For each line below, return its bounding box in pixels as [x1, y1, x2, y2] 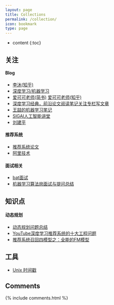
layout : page [5, 7, 32, 13]
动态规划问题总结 [12, 224, 48, 230]
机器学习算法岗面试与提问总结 [12, 181, 74, 187]
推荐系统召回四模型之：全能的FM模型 [12, 236, 89, 242]
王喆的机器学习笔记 [12, 106, 52, 113]
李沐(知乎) [12, 81, 34, 88]
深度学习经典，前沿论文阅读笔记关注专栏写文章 [12, 100, 109, 106]
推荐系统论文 [12, 143, 39, 149]
